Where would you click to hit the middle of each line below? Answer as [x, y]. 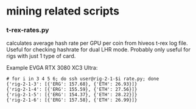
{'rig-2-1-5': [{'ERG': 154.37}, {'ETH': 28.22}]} [72, 95]
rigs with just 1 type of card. [41, 56]
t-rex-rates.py [28, 30]
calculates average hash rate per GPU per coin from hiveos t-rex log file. [97, 43]
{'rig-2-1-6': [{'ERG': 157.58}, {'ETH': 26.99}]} [72, 100]
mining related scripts [63, 11]
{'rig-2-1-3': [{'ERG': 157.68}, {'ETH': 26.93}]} [72, 84]
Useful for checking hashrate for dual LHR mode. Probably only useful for [98, 50]
